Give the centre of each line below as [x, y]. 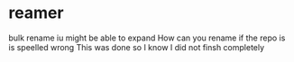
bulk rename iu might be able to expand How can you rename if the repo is [147, 38]
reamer [36, 13]
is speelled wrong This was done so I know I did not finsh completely [137, 47]
